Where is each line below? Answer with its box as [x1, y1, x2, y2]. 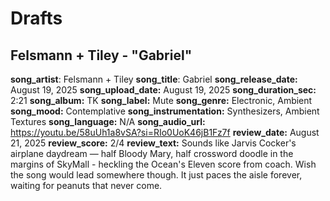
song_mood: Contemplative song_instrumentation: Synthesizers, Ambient [10, 105, 320, 117]
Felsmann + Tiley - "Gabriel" [10, 47, 193, 64]
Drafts [10, 7, 63, 30]
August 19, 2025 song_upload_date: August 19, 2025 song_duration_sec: [10, 84, 317, 96]
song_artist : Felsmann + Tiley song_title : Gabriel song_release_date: [10, 73, 298, 85]
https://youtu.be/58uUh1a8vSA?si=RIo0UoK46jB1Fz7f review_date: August [10, 127, 320, 138]
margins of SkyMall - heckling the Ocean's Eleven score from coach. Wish [10, 158, 317, 170]
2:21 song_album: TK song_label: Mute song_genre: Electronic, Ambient [10, 95, 313, 106]
